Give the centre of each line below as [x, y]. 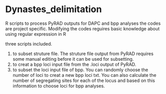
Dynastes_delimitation [54, 9]
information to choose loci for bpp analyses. [59, 86]
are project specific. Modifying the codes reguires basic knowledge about [82, 28]
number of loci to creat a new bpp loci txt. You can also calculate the [84, 75]
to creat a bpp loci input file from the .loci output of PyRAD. [74, 64]
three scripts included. [29, 43]
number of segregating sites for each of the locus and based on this [84, 80]
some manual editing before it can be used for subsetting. [73, 59]
